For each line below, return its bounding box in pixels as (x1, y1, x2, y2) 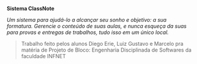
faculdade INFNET (21, 53, 66, 59)
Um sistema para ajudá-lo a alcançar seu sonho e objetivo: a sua (6, 16, 167, 23)
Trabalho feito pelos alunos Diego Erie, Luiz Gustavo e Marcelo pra (21, 41, 183, 47)
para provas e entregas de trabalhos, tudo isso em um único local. (6, 29, 169, 36)
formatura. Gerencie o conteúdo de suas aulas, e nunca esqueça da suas (6, 23, 187, 29)
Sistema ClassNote (6, 5, 55, 12)
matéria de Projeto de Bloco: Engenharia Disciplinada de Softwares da (21, 46, 192, 53)
